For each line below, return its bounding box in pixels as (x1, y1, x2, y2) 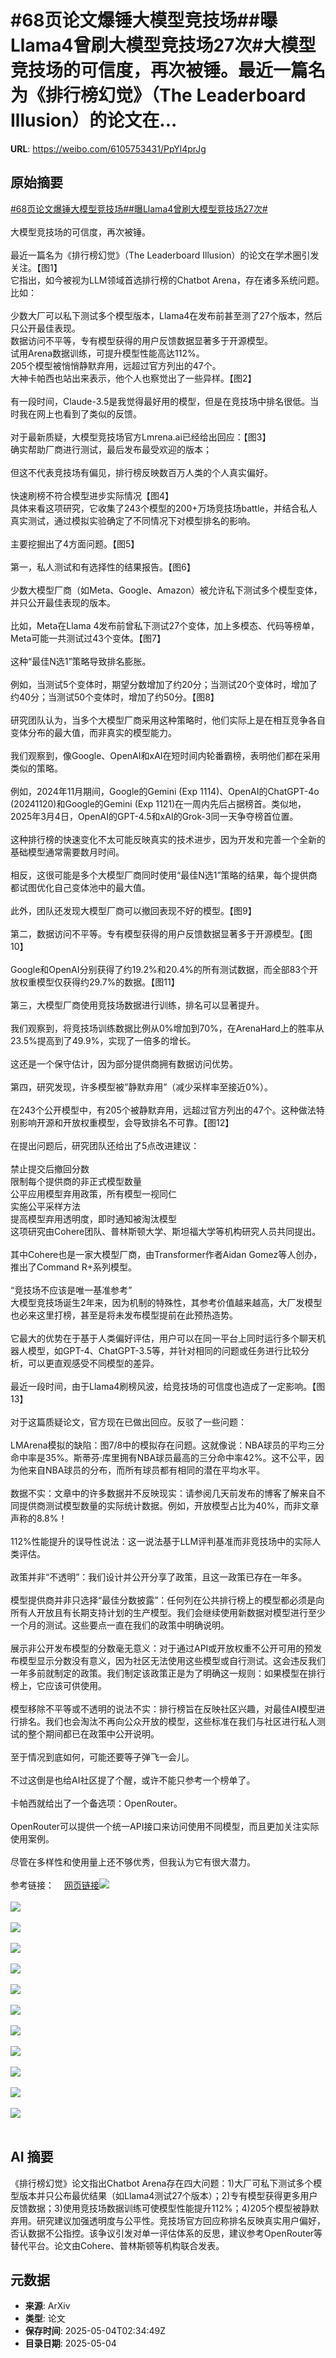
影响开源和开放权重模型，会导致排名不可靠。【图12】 (18, 1116, 235, 1128)
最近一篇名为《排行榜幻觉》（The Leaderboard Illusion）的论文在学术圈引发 (10, 249, 320, 261)
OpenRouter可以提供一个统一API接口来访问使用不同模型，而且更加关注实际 (10, 1820, 320, 1832)
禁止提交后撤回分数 (10, 1162, 90, 1175)
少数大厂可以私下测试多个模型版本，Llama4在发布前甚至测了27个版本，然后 (10, 309, 323, 321)
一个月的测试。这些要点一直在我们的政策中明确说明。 (10, 1619, 230, 1631)
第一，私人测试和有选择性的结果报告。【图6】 (10, 561, 196, 573)
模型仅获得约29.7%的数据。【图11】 (36, 976, 180, 988)
